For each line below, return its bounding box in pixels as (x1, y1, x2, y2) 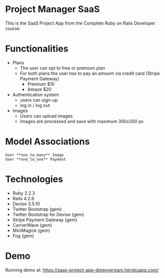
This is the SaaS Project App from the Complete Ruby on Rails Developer (5, 20, 155, 26)
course (5, 25, 20, 31)
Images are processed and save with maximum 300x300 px (20, 118, 144, 124)
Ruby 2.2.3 (12, 190, 35, 196)
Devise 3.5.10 (12, 201, 40, 207)
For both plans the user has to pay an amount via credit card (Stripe (20, 70, 160, 76)
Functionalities (5, 43, 69, 55)
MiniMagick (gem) (12, 227, 50, 233)
